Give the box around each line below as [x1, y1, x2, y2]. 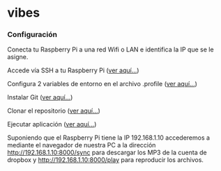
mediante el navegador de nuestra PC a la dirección [7, 141, 156, 149]
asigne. [7, 53, 29, 61]
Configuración [7, 30, 58, 40]
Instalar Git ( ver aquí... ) [7, 93, 73, 101]
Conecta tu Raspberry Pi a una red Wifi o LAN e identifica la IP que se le [7, 45, 214, 54]
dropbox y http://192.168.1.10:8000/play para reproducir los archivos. [7, 156, 204, 164]
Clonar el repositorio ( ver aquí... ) [7, 106, 101, 115]
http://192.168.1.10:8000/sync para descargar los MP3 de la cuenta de [7, 148, 207, 157]
